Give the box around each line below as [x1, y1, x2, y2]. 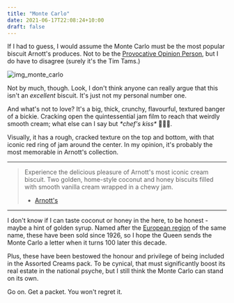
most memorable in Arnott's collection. [7, 148, 118, 157]
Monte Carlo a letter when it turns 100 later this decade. [7, 238, 167, 247]
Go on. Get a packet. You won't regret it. [7, 288, 123, 296]
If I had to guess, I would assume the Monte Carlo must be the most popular [7, 42, 225, 51]
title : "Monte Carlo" [7, 10, 70, 17]
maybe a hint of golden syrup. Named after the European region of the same [7, 224, 226, 232]
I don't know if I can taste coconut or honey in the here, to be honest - [7, 217, 209, 225]
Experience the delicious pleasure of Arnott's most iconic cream [24, 168, 209, 176]
